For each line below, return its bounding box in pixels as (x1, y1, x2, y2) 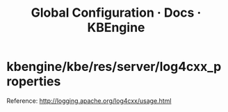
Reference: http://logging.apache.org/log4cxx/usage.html (6, 96, 172, 105)
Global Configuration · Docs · (31, 5, 202, 21)
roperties (6, 74, 61, 90)
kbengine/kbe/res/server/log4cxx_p (6, 59, 222, 74)
